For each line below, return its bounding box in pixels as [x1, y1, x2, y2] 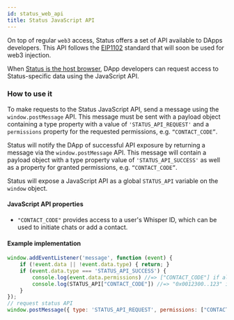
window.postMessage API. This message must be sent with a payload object [7, 112, 221, 121]
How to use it [7, 89, 52, 99]
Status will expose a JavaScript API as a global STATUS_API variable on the [7, 176, 219, 185]
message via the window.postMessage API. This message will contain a [7, 148, 207, 157]
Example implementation [7, 239, 81, 247]
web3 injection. [7, 50, 52, 59]
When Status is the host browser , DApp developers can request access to [7, 64, 219, 73]
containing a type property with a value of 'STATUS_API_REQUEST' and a [7, 119, 210, 128]
